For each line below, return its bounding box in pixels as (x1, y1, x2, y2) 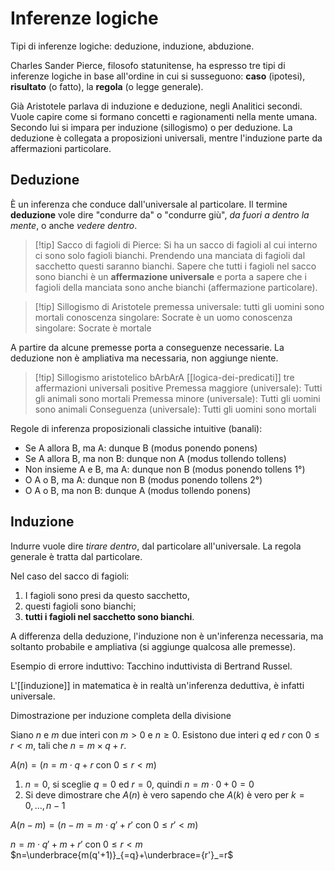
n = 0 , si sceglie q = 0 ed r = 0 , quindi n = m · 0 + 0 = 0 (24, 778, 255, 790)
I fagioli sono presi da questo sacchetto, (24, 589, 190, 601)
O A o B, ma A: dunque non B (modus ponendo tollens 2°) (24, 473, 263, 486)
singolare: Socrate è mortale (34, 322, 152, 334)
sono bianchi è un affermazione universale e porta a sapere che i (34, 270, 307, 282)
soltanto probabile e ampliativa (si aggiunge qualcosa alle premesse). (10, 640, 297, 652)
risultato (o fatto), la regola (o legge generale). (10, 80, 204, 92)
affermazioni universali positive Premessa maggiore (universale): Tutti (34, 382, 323, 394)
